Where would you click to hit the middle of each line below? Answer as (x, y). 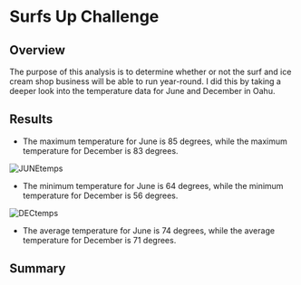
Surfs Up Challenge (84, 17)
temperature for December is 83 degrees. (100, 150)
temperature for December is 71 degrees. (99, 240)
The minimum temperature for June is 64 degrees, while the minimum (153, 185)
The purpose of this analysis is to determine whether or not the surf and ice (150, 71)
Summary (38, 269)
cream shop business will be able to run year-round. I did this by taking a (145, 81)
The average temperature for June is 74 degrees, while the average (148, 230)
